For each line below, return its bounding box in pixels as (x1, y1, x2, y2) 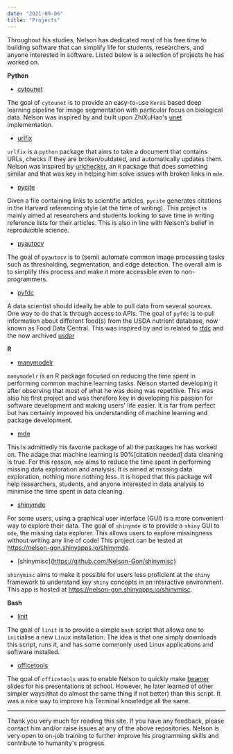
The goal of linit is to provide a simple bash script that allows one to (7, 626, 205, 634)
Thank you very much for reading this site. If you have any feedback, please (7, 717, 225, 725)
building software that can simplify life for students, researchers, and (7, 43, 205, 51)
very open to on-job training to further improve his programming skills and (7, 731, 219, 739)
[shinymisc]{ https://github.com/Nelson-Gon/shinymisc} (17, 557, 177, 565)
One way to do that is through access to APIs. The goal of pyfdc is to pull (7, 309, 215, 317)
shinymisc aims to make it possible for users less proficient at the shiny (7, 570, 210, 578)
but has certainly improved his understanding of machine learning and (7, 408, 208, 417)
